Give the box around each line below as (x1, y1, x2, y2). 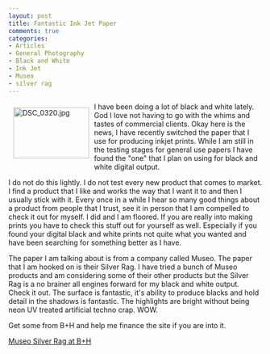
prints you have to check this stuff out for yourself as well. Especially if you (8, 220, 258, 230)
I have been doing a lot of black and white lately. (93, 102, 255, 112)
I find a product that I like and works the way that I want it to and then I (8, 186, 243, 196)
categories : (8, 34, 48, 43)
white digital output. (93, 162, 160, 171)
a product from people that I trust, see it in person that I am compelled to (8, 203, 250, 213)
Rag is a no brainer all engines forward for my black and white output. (8, 279, 240, 289)
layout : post (8, 11, 52, 20)
